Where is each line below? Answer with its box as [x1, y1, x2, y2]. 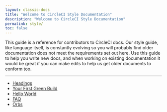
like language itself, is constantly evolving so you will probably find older [5, 45, 154, 51]
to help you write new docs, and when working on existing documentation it [5, 55, 161, 61]
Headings [12, 80, 32, 86]
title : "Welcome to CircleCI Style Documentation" [5, 12, 112, 17]
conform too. [5, 66, 32, 72]
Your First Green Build [12, 86, 58, 92]
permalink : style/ [5, 21, 43, 26]
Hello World [12, 91, 37, 97]
